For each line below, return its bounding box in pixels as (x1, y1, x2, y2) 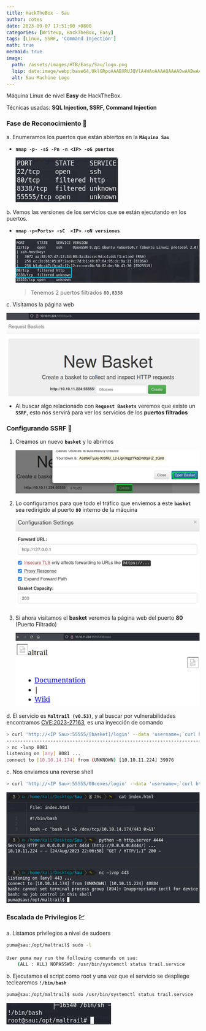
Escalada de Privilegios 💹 (6, 913, 85, 922)
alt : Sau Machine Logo (12, 74, 70, 81)
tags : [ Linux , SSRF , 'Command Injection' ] (6, 36, 116, 42)
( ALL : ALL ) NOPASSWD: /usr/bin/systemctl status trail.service (17, 961, 185, 968)
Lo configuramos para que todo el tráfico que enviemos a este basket (15, 500, 191, 507)
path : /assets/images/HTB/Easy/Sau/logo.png (12, 61, 128, 67)
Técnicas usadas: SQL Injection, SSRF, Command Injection (6, 104, 157, 112)
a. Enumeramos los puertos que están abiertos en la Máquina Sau (6, 133, 170, 140)
